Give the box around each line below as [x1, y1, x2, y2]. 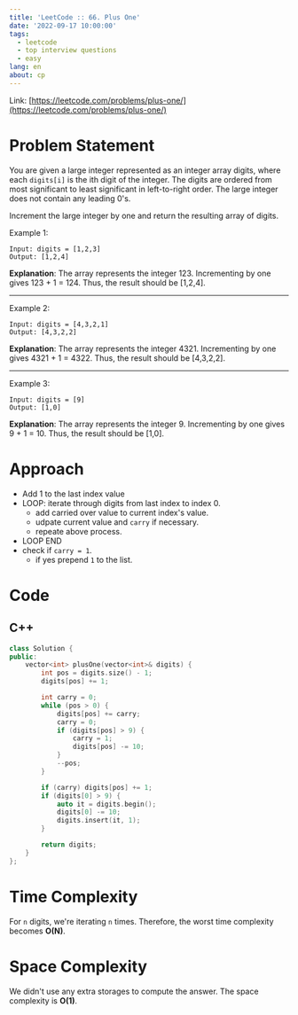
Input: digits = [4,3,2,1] [9, 320, 109, 329]
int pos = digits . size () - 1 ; [41, 668, 153, 678]
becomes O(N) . [9, 925, 66, 936]
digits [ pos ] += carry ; [56, 709, 141, 718]
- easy [17, 54, 42, 63]
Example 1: [9, 227, 49, 238]
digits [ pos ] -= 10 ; [72, 742, 145, 752]
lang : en [9, 63, 42, 72]
